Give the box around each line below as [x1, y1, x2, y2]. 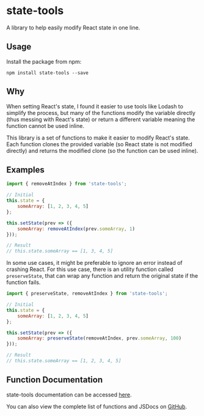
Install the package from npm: [6, 58, 82, 65]
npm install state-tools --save [6, 70, 89, 76]
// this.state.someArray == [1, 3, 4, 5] [6, 248, 114, 254]
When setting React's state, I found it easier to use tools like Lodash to [6, 102, 183, 110]
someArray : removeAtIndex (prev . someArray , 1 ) [17, 226, 136, 232]
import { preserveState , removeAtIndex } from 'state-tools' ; [6, 291, 168, 297]
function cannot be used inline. [6, 122, 84, 129]
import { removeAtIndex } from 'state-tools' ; [6, 181, 127, 187]
